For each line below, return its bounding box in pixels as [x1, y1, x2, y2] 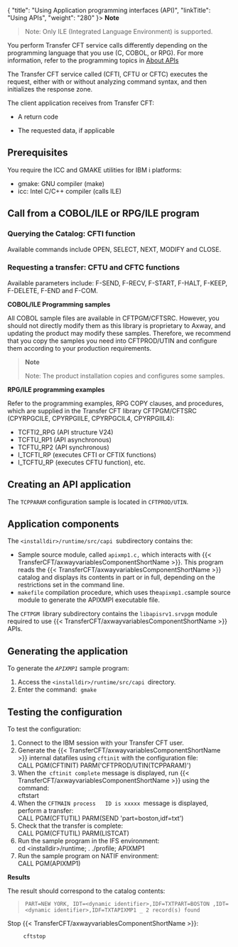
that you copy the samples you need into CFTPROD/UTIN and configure [7, 336, 218, 345]
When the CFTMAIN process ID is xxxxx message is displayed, [17, 799, 208, 808]
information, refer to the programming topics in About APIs [7, 56, 179, 65]
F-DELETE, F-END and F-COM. [7, 286, 98, 295]
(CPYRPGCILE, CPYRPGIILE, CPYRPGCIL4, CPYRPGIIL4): [7, 414, 175, 422]
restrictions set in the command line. [17, 581, 125, 589]
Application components [7, 518, 119, 530]
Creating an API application [7, 478, 131, 491]
